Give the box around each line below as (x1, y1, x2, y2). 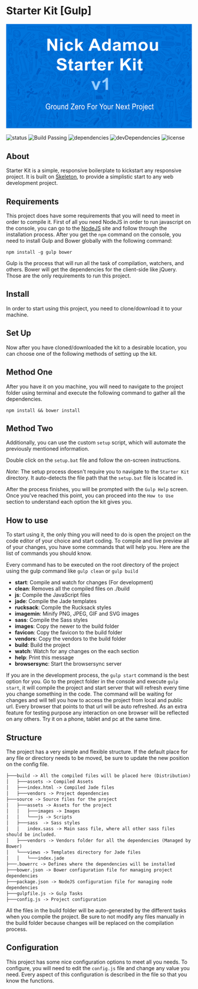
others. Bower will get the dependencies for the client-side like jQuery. (6, 266, 177, 273)
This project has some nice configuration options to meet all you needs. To (6, 958, 187, 965)
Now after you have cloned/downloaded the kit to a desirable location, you (6, 343, 187, 351)
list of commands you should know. (6, 550, 93, 557)
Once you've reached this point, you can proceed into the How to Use (6, 492, 174, 499)
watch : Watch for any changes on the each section (14, 648, 140, 655)
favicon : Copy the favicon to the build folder (14, 629, 123, 636)
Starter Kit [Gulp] (6, 4, 92, 18)
